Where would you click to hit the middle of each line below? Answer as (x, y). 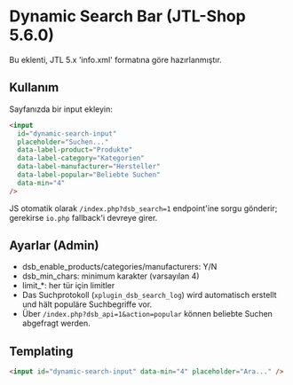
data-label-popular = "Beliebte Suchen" (89, 175)
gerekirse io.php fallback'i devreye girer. (83, 217)
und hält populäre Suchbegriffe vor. (87, 304)
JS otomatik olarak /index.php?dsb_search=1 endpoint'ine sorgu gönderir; (143, 208)
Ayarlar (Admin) (54, 246)
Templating (41, 351)
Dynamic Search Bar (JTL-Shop (127, 16)
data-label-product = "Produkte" (75, 150)
